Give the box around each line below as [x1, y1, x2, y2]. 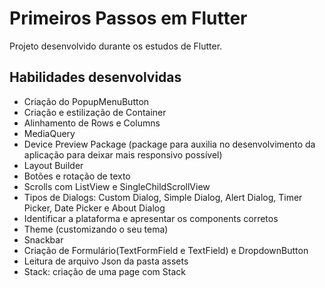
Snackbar [23, 233, 64, 246]
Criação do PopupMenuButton [23, 95, 150, 107]
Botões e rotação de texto [23, 170, 131, 182]
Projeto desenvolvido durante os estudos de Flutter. [9, 40, 223, 52]
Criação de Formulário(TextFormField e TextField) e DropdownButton [23, 244, 309, 256]
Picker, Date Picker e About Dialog [23, 202, 166, 214]
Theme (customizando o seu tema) [23, 223, 169, 235]
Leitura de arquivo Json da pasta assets [23, 255, 189, 267]
